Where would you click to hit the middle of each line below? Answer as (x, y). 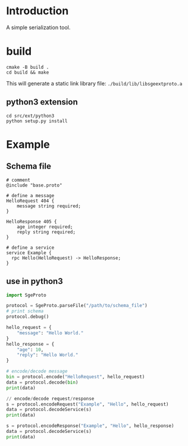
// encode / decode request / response (50, 398)
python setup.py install (37, 121)
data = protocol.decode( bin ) (42, 382)
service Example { (29, 253)
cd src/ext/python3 (30, 116)
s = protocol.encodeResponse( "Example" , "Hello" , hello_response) (90, 426)
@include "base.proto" (34, 185)
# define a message (30, 195)
